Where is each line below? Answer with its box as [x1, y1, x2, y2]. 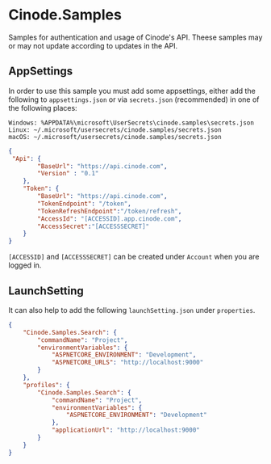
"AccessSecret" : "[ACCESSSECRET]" [37, 222, 150, 230]
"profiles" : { [23, 381, 70, 389]
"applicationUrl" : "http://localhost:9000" [51, 426, 200, 434]
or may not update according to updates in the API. [8, 40, 178, 50]
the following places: [8, 103, 78, 112]
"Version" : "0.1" [37, 170, 99, 178]
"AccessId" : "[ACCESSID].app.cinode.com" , [37, 214, 182, 223]
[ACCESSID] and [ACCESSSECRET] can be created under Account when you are [8, 252, 260, 262]
